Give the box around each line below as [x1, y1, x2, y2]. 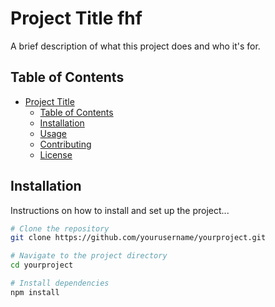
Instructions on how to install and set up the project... [10, 204, 230, 216]
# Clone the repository [10, 223, 110, 234]
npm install [10, 287, 60, 297]
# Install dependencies [10, 278, 110, 289]
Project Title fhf [10, 7, 143, 30]
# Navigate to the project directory [10, 251, 168, 261]
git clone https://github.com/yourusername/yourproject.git [10, 233, 267, 243]
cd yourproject [10, 260, 74, 271]
